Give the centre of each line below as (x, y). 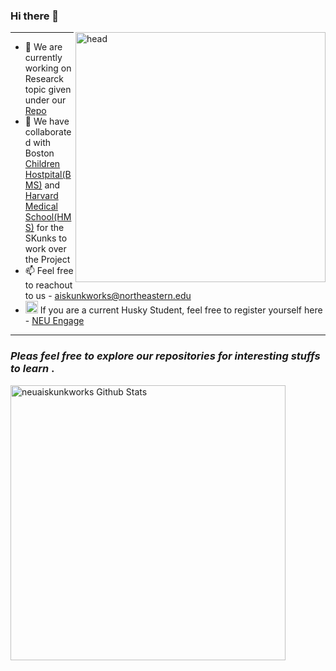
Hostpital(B (48, 175)
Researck (44, 79)
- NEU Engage (54, 321)
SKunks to (46, 238)
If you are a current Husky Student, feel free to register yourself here (181, 310)
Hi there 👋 (35, 16)
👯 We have (47, 121)
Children (42, 164)
